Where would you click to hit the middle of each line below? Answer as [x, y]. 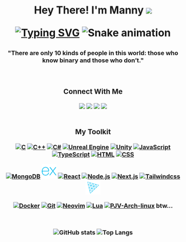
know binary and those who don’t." [93, 60]
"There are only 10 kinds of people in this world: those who [93, 53]
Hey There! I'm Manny [89, 10]
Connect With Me [93, 92]
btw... [164, 206]
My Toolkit [93, 132]
